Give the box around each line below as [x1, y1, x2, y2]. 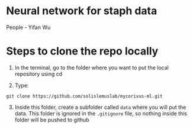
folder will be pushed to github [14, 116, 90, 123]
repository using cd [14, 70, 63, 78]
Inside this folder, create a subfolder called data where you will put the [14, 104, 186, 111]
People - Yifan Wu [6, 24, 51, 31]
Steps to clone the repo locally [6, 44, 159, 58]
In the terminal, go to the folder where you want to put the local [14, 64, 169, 71]
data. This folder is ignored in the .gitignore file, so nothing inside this [14, 109, 188, 117]
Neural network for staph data [6, 4, 157, 18]
